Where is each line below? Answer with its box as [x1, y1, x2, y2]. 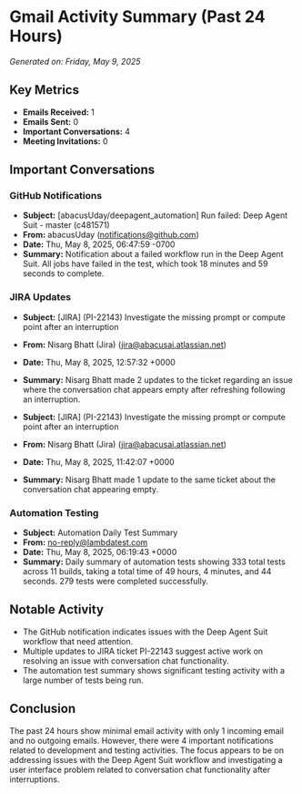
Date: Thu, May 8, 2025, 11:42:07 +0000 [22, 456, 175, 467]
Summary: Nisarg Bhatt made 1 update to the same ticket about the [22, 474, 276, 485]
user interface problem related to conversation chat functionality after [9, 764, 271, 775]
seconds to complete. [22, 268, 105, 279]
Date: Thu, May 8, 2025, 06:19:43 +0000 [22, 547, 177, 558]
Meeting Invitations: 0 [22, 135, 108, 147]
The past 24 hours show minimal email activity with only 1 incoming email [9, 725, 285, 736]
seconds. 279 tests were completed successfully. [22, 576, 209, 587]
